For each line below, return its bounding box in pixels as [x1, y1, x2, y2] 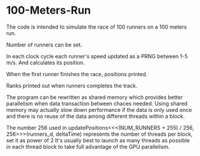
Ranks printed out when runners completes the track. [6, 82, 138, 89]
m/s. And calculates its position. [6, 59, 85, 66]
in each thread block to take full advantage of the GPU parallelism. [6, 143, 170, 150]
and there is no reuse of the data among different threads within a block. [6, 113, 185, 120]
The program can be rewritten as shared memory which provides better [6, 93, 183, 101]
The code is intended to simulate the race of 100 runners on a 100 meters [6, 23, 187, 30]
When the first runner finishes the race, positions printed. [6, 70, 148, 77]
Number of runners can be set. [6, 41, 83, 48]
